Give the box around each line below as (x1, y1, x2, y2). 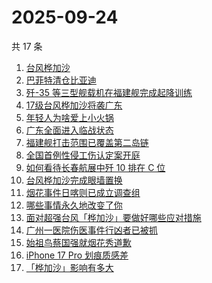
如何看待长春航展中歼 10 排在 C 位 (25, 161, 166, 173)
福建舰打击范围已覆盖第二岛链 (25, 136, 149, 148)
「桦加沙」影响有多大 (25, 261, 114, 273)
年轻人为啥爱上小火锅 (25, 111, 114, 123)
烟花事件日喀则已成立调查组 (25, 186, 141, 198)
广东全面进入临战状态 (25, 124, 114, 136)
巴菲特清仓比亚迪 (25, 74, 97, 86)
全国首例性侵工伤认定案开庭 (25, 149, 141, 161)
